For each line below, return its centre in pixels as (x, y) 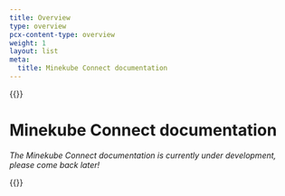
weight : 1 (28, 43)
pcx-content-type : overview (62, 34)
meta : (19, 60)
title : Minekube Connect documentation (93, 69)
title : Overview (40, 18)
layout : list (34, 51)
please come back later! (55, 164)
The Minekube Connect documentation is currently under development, (143, 155)
